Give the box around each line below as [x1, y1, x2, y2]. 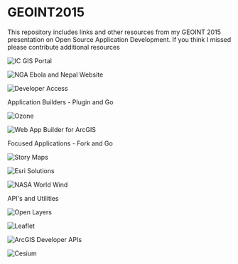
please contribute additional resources [7, 43, 121, 51]
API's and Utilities [7, 194, 59, 202]
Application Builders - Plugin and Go [7, 97, 114, 106]
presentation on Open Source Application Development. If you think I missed [7, 35, 232, 43]
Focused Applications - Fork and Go [7, 139, 114, 148]
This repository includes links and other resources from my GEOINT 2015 [7, 28, 222, 36]
